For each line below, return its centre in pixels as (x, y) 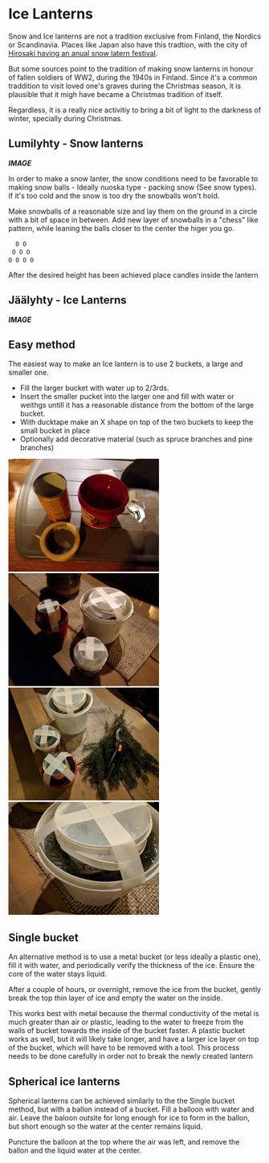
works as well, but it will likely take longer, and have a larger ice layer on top (134, 1039)
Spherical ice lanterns (64, 1082)
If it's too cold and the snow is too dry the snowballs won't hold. (114, 195)
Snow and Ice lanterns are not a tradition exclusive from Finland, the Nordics (135, 36)
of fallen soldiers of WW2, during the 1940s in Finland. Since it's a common (133, 77)
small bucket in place (55, 431)
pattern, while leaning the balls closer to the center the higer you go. (122, 228)
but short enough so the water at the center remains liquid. (106, 1126)
